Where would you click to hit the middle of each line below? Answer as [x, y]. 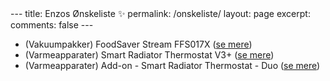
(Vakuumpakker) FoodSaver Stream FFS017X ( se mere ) [138, 44]
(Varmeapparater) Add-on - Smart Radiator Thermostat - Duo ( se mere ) [172, 65]
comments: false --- [52, 25]
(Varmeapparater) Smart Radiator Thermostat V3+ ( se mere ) [149, 55]
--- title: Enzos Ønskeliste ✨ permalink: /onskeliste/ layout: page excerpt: [160, 13]
